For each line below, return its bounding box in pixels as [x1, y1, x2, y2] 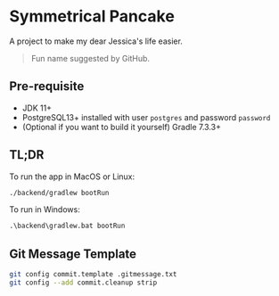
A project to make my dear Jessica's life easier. [9, 36, 183, 46]
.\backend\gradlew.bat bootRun [9, 221, 126, 231]
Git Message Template [9, 246, 136, 261]
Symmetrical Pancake [9, 6, 176, 27]
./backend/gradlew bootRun [9, 188, 110, 197]
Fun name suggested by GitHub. [30, 53, 150, 63]
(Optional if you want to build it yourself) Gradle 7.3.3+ [21, 121, 221, 132]
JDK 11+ [21, 103, 52, 113]
